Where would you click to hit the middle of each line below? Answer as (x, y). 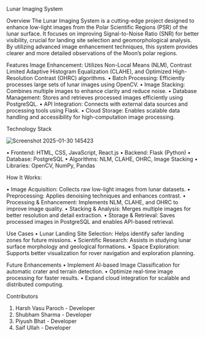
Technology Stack (29, 129)
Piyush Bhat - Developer (46, 321)
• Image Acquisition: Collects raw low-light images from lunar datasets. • (99, 189)
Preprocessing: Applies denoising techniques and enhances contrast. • (96, 196)
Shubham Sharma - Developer (53, 315)
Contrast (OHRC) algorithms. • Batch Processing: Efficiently (109, 78)
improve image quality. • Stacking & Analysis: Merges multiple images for (99, 209)
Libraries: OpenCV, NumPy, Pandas (51, 165)
